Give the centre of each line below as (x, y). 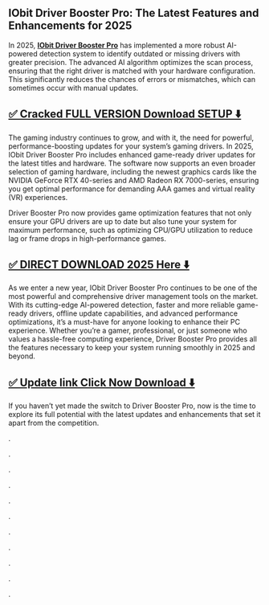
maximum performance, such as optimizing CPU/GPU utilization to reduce (130, 230)
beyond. (22, 356)
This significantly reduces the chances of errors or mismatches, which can (132, 79)
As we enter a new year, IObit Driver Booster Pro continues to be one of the (133, 288)
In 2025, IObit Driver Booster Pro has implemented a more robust (117, 45)
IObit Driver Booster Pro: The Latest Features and (134, 13)
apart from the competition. (54, 423)
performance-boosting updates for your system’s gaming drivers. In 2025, (131, 146)
